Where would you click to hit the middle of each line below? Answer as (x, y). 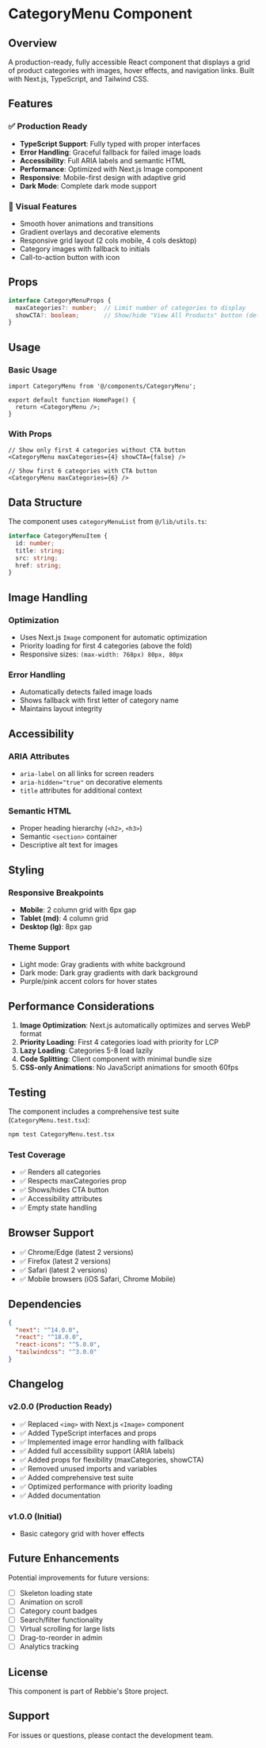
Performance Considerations (81, 1006)
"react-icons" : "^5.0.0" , (58, 1344)
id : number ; (35, 543)
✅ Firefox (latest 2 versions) (65, 1260)
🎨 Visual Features (43, 206)
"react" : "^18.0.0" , (49, 1337)
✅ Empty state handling (58, 1208)
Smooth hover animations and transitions (87, 224)
